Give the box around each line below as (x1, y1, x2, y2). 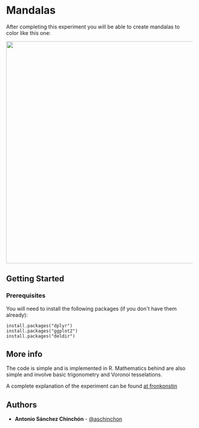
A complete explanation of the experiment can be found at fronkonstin (6, 382, 178, 390)
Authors (6, 400, 37, 410)
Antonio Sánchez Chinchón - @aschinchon (14, 416, 123, 423)
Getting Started (6, 273, 65, 284)
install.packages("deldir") (6, 333, 76, 339)
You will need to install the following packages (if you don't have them (6, 305, 177, 312)
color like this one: (6, 29, 52, 36)
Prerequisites (6, 291, 46, 300)
